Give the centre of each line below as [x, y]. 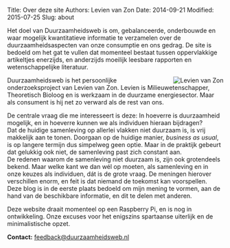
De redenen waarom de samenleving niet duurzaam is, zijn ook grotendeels [114, 159]
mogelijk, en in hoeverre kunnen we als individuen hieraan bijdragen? [105, 123]
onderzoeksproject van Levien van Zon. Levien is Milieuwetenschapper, [108, 88]
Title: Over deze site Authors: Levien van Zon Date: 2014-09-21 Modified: [111, 10]
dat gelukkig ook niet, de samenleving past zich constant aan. [94, 152]
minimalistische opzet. [39, 224]
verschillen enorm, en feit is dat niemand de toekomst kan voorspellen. [107, 181]
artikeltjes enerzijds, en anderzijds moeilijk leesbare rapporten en [100, 60]
